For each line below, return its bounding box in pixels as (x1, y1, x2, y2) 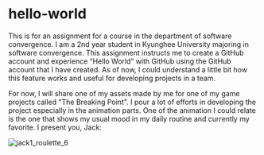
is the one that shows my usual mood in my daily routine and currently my (8, 114, 250, 123)
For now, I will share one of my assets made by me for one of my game (8, 88, 240, 98)
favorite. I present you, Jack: (8, 122, 102, 132)
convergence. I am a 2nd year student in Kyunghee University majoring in (8, 39, 249, 48)
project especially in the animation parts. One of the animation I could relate (8, 105, 257, 115)
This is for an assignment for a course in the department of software (8, 31, 232, 41)
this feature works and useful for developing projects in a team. (8, 73, 216, 83)
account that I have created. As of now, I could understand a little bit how (8, 64, 248, 74)
